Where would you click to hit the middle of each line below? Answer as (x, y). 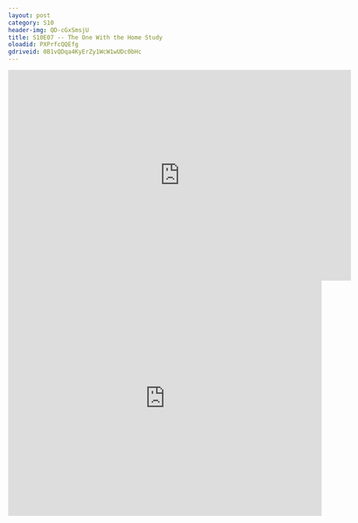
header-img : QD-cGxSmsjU (49, 30)
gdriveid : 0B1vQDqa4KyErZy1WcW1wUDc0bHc (75, 52)
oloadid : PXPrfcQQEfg (43, 45)
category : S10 (31, 23)
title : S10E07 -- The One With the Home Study (85, 37)
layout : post (29, 15)
